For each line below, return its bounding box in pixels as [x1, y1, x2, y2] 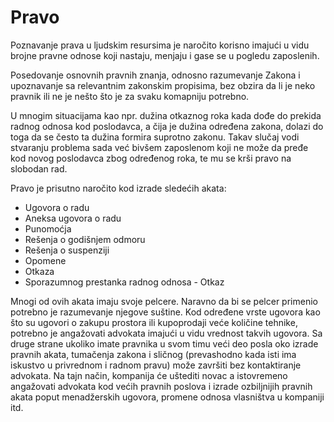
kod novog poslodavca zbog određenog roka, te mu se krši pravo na [10, 152, 292, 164]
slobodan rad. [10, 162, 68, 175]
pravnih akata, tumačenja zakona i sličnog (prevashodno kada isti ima [10, 348, 297, 360]
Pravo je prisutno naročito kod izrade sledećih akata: [10, 182, 227, 194]
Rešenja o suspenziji [24, 244, 110, 256]
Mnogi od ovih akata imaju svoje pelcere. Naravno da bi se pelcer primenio [10, 295, 318, 307]
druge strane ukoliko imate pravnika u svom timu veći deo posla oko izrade [10, 337, 319, 350]
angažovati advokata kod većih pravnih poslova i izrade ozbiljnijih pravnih [10, 380, 313, 392]
